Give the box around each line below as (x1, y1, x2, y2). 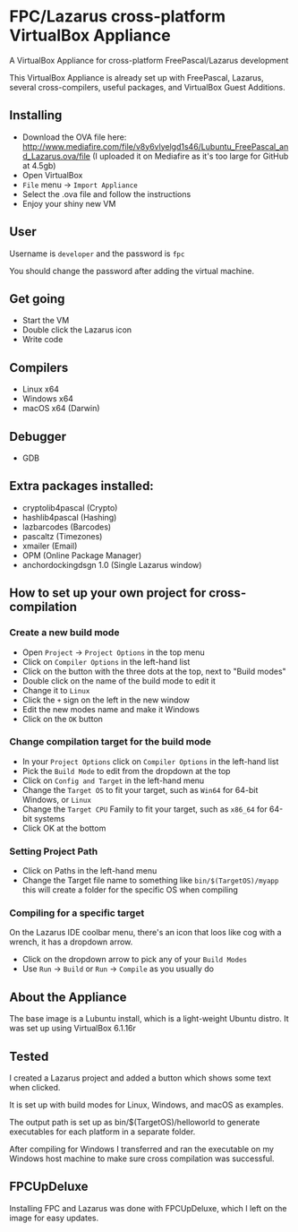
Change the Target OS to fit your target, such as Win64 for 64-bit (21, 784, 259, 795)
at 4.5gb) (21, 159, 56, 171)
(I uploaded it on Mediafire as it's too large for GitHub (92, 151, 289, 161)
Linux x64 (21, 383, 60, 395)
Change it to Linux (21, 685, 90, 695)
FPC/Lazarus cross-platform (9, 6, 226, 27)
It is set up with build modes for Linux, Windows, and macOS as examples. (9, 1099, 285, 1110)
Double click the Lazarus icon (21, 324, 132, 335)
